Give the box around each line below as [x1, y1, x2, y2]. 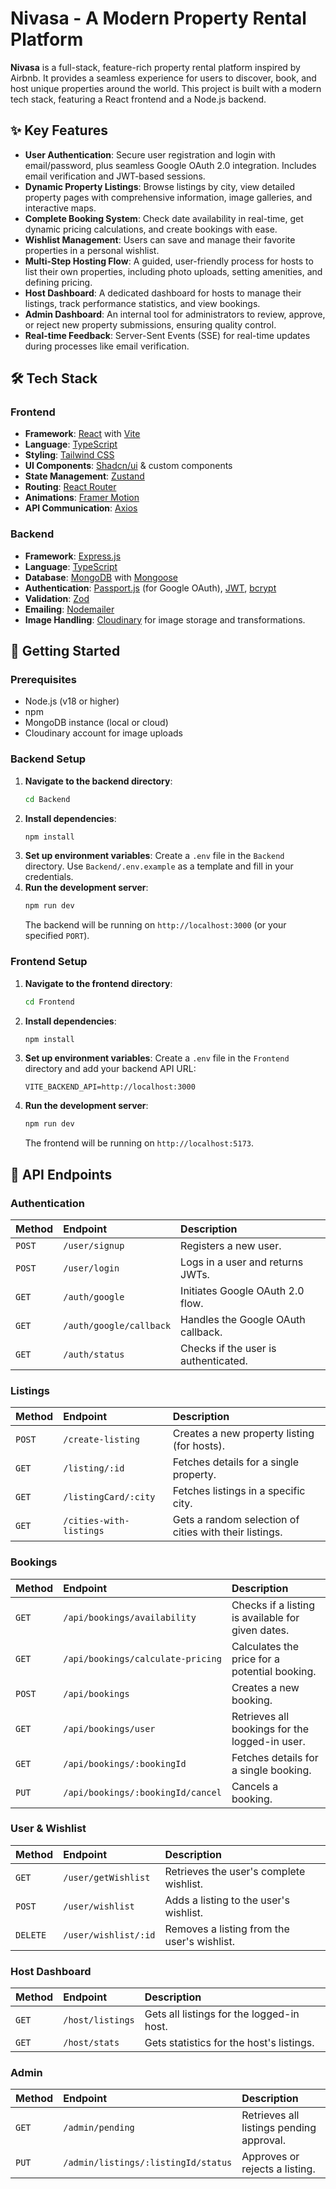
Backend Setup [10, 752, 87, 766]
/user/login [63, 1262, 120, 1274]
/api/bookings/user [63, 1723, 156, 1734]
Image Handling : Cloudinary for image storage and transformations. [24, 613, 306, 626]
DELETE [15, 1929, 47, 1941]
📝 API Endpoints [10, 1166, 113, 1183]
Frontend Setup [10, 955, 88, 969]
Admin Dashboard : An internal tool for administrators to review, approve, [24, 308, 326, 320]
